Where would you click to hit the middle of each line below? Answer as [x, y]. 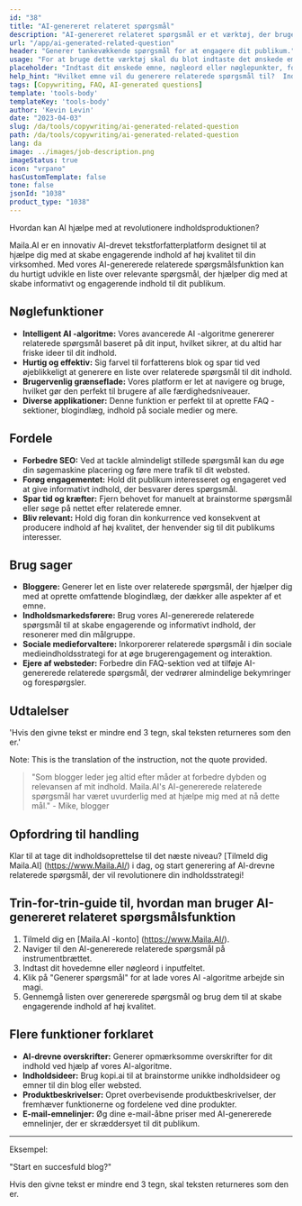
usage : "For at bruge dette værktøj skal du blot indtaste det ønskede [146, 59]
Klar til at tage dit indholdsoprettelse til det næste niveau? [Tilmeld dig [138, 855]
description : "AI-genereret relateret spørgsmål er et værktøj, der [140, 34]
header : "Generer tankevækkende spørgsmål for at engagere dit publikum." [152, 51]
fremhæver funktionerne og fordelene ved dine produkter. [129, 1104]
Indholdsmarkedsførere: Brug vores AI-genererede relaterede [138, 616]
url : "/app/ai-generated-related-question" [92, 43]
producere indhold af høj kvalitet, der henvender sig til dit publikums [149, 527]
